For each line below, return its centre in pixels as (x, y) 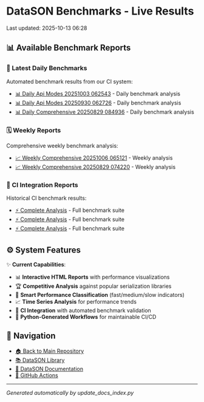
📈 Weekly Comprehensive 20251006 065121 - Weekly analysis (94, 158)
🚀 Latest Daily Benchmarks (47, 68)
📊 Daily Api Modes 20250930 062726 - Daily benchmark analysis (98, 103)
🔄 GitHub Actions (37, 375)
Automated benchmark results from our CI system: (70, 81)
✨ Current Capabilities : (36, 265)
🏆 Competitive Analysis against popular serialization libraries (93, 286)
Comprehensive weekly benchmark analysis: (62, 145)
